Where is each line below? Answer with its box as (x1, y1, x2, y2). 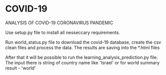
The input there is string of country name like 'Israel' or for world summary (5, 59, 160, 65)
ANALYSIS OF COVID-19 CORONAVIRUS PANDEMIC (5, 20, 114, 26)
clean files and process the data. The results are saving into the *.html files (5, 44, 160, 50)
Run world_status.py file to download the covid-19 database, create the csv (5, 39, 161, 45)
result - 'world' (5, 65, 36, 71)
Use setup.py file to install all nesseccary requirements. (5, 29, 120, 35)
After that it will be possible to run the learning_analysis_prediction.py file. (5, 54, 158, 60)
